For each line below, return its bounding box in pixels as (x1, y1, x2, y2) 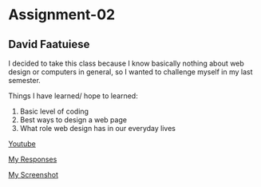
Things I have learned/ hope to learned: (8, 91, 138, 101)
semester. (8, 76, 42, 85)
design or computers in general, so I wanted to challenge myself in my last (8, 67, 253, 77)
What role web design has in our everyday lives (19, 124, 176, 133)
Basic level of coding (19, 106, 89, 116)
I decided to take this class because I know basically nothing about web (8, 58, 245, 68)
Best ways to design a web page (19, 115, 128, 125)
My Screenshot (8, 170, 58, 179)
